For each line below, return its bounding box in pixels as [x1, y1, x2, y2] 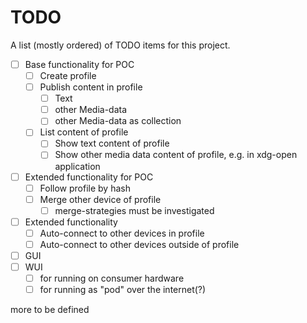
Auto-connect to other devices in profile [39, 227, 205, 239]
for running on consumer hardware [39, 272, 185, 285]
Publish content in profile [39, 81, 143, 93]
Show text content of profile [54, 137, 170, 150]
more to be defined [10, 304, 90, 316]
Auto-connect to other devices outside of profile [39, 238, 240, 250]
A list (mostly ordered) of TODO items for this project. [10, 39, 231, 51]
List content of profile [39, 126, 129, 138]
